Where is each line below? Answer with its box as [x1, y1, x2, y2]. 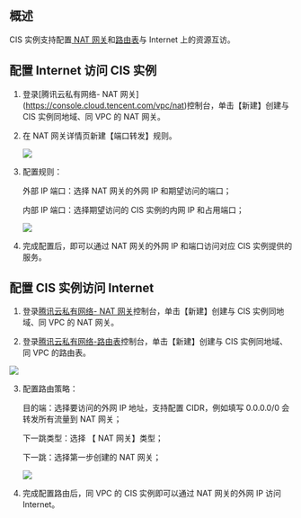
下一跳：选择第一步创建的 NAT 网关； [22, 452, 162, 463]
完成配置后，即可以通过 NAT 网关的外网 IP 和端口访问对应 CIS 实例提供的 [22, 240, 293, 251]
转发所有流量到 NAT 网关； [22, 414, 122, 424]
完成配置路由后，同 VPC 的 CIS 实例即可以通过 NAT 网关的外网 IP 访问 [22, 488, 281, 499]
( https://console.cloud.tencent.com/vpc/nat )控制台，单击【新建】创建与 [22, 100, 290, 111]
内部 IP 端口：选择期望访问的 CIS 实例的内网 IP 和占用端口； [22, 204, 244, 215]
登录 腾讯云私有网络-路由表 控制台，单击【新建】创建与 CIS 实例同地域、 [22, 336, 288, 347]
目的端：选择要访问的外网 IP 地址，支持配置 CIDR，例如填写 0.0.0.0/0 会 [22, 403, 290, 414]
